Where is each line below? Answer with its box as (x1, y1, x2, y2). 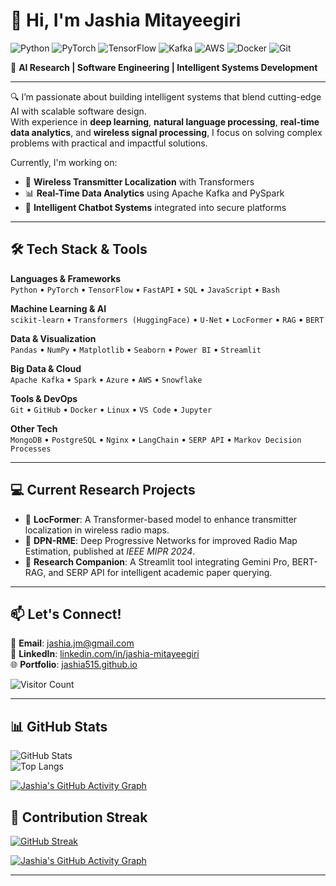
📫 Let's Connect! (10, 605, 122, 623)
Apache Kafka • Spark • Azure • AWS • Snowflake (10, 373, 203, 385)
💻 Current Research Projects (10, 482, 196, 499)
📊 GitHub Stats (10, 718, 108, 735)
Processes (10, 444, 52, 454)
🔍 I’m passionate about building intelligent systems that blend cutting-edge (10, 90, 322, 103)
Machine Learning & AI (10, 302, 107, 314)
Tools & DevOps (10, 392, 78, 404)
